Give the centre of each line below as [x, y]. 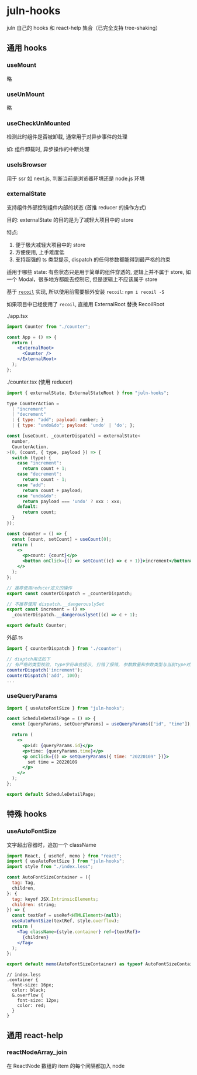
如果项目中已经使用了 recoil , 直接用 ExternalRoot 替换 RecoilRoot [86, 304]
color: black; [29, 990]
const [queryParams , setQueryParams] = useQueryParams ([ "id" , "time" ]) [101, 724]
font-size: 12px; [38, 1001]
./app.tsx [17, 316]
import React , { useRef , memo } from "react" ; [64, 856]
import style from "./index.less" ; [50, 867]
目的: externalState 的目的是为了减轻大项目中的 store [70, 220]
